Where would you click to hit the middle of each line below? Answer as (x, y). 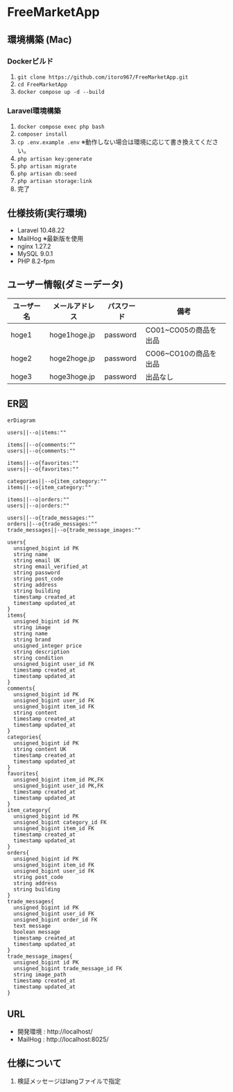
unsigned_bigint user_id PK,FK (59, 786)
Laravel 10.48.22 (41, 230)
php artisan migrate (47, 167)
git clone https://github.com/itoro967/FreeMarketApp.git (103, 77)
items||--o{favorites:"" (43, 463)
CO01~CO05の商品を (181, 330)
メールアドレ (74, 306)
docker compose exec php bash (61, 127)
